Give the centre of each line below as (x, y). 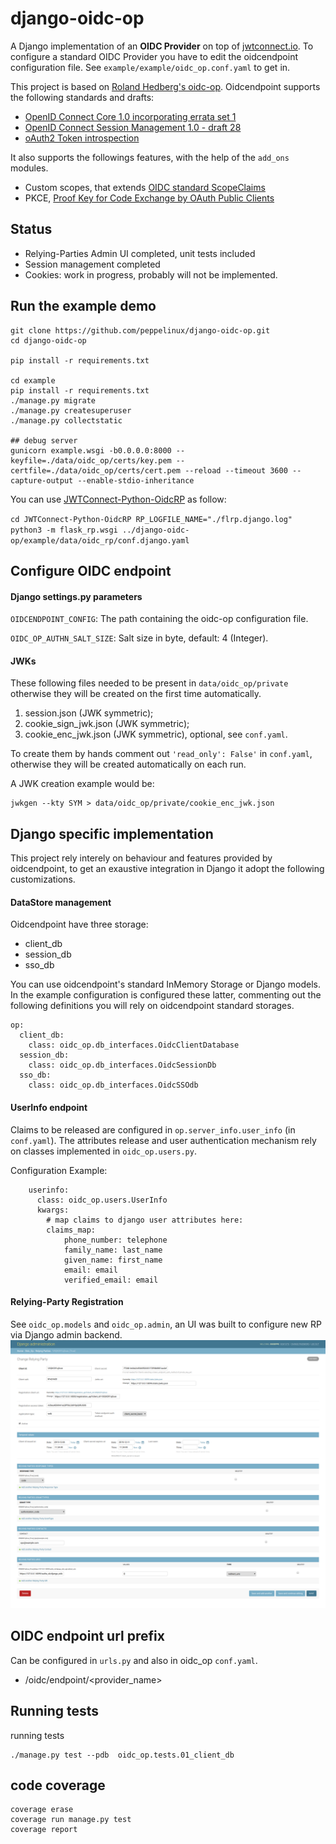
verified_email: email (111, 1280)
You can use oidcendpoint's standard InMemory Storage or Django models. (166, 984)
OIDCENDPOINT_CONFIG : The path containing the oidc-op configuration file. (159, 619)
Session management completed (92, 264)
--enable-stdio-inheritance (136, 480)
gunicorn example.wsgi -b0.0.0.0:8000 (91, 450)
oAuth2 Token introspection (82, 138)
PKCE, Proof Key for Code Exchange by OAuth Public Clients (149, 198)
